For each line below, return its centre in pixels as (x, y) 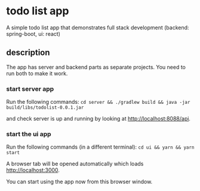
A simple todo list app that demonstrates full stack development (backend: (98, 27)
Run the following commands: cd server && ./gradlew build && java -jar (98, 102)
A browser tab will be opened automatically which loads (75, 164)
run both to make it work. (37, 73)
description (28, 53)
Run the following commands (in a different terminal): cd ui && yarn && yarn (100, 147)
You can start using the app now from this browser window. (79, 182)
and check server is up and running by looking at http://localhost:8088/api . (99, 119)
